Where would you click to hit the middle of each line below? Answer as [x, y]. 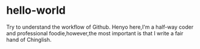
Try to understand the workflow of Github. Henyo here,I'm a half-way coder [100, 27]
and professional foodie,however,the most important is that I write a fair [95, 33]
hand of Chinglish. [29, 39]
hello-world [36, 10]
